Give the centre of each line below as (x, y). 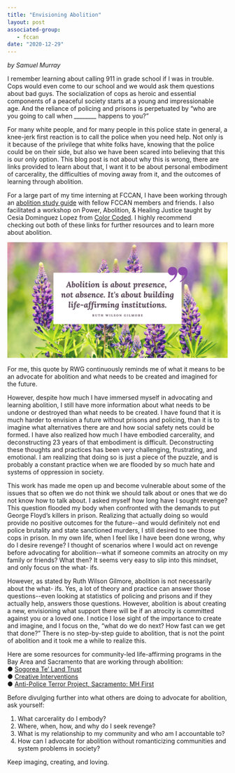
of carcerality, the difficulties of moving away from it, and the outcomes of (114, 175)
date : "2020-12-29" (36, 45)
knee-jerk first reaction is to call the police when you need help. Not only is (115, 137)
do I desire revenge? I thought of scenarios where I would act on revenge (113, 545)
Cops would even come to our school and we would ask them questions (111, 86)
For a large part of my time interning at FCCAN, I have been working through (117, 196)
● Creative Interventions (43, 676)
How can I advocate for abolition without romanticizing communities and (122, 741)
